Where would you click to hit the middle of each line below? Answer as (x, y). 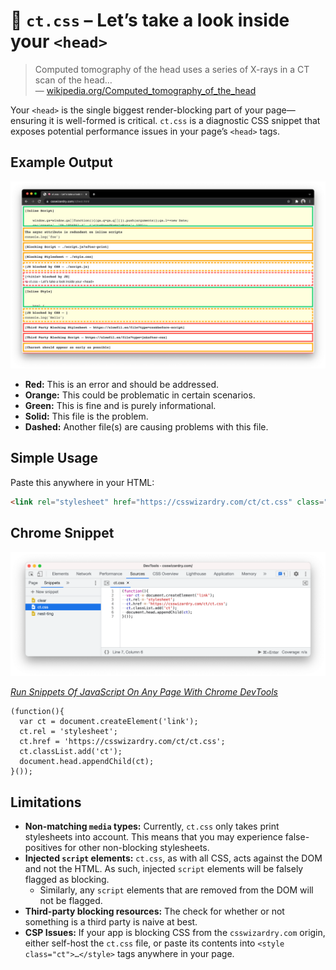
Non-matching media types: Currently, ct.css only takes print (152, 826)
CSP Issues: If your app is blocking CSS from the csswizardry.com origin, (175, 933)
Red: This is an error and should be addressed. (122, 384)
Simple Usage (54, 458)
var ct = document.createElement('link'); (109, 722)
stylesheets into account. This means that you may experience (153, 837)
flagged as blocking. (67, 880)
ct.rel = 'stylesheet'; (68, 732)
